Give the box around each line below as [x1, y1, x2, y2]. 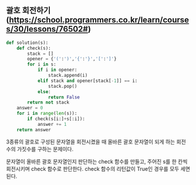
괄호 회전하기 [6, 5, 51, 16]
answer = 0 [16, 105, 43, 111]
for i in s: [27, 61, 57, 67]
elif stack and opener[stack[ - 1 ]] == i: [37, 78, 138, 84]
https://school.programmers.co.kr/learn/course [8, 15, 190, 25]
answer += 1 [37, 121, 67, 127]
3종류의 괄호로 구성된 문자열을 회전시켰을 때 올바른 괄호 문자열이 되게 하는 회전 [6, 138, 186, 145]
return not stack [27, 100, 69, 105]
